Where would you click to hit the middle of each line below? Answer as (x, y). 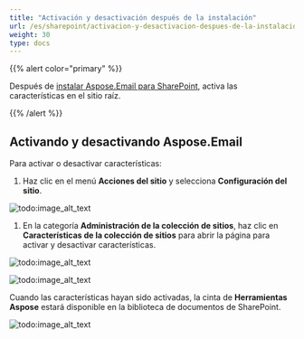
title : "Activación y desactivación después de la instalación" (133, 18)
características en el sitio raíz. (65, 96)
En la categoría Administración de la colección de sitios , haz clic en (150, 226)
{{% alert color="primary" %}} (66, 69)
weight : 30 (30, 34)
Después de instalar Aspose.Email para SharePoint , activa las (123, 86)
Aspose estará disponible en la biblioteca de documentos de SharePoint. (145, 307)
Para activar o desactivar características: (86, 164)
